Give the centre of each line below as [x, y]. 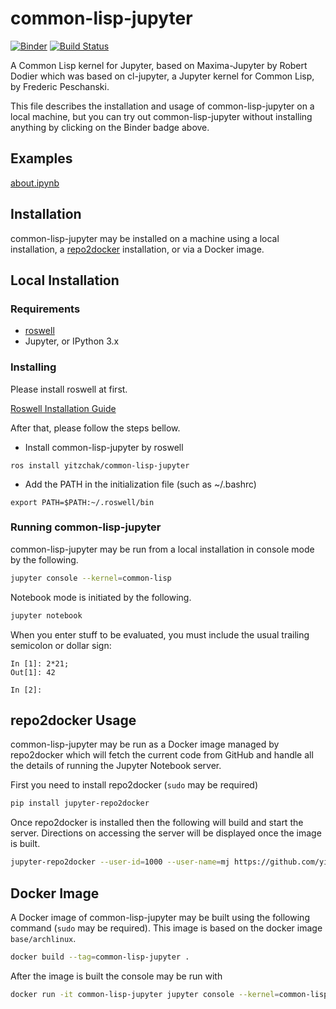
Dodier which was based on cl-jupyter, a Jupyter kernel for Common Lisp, [162, 76]
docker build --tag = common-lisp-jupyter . [100, 957]
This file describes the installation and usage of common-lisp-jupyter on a [162, 106]
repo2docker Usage [73, 720]
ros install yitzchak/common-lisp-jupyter [100, 465]
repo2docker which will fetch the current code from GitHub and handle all [162, 755]
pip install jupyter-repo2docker [80, 803]
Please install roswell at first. [69, 389]
